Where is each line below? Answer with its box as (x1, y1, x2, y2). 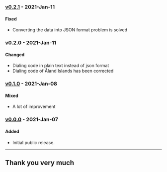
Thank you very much (5, 158, 75, 167)
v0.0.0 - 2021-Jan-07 (5, 116, 59, 123)
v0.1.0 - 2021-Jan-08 (5, 81, 58, 87)
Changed (5, 51, 25, 58)
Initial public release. (12, 139, 55, 145)
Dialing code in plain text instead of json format (12, 63, 109, 69)
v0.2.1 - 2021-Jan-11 (5, 3, 55, 10)
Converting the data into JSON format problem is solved (12, 27, 128, 33)
